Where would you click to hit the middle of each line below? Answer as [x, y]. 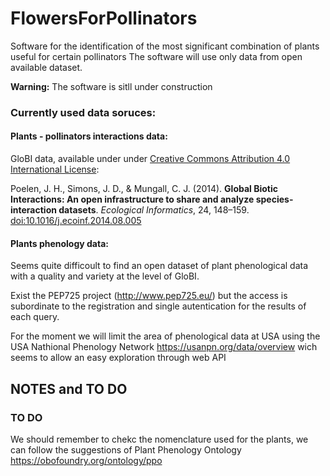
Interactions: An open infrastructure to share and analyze [132, 199]
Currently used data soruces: [83, 112]
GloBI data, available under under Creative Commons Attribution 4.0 [150, 159]
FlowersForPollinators [104, 18]
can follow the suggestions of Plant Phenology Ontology [126, 449]
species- [274, 199]
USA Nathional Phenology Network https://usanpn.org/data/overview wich [164, 347]
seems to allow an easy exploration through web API [118, 358]
